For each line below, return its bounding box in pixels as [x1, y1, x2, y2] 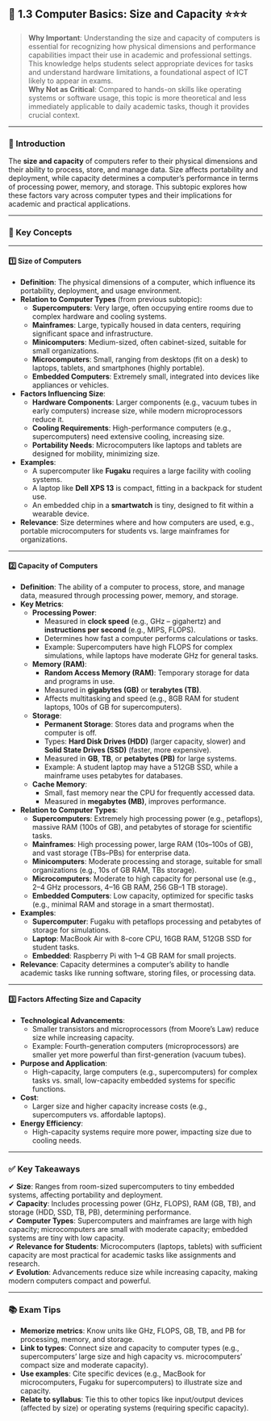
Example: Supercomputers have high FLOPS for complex [44, 642, 233, 652]
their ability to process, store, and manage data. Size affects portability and [8, 165, 258, 174]
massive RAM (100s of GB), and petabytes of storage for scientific [31, 822, 252, 832]
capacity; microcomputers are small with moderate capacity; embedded [8, 1225, 248, 1234]
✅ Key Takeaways [8, 1163, 81, 1174]
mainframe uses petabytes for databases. [44, 770, 183, 780]
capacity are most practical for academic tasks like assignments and [8, 1251, 236, 1260]
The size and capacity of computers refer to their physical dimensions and [8, 157, 258, 166]
